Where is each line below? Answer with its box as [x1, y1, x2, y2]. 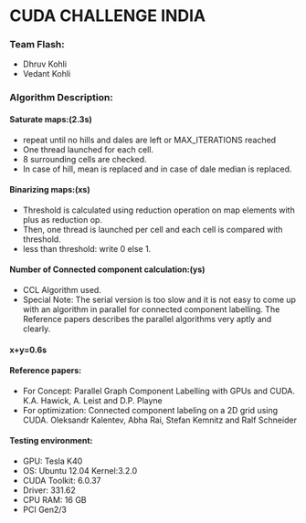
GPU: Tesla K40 [22, 455, 83, 466]
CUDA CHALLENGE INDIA [9, 5, 206, 26]
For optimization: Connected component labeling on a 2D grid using [22, 404, 279, 415]
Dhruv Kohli [22, 58, 67, 69]
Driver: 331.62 [22, 485, 76, 496]
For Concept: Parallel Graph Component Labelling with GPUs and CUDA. [22, 385, 295, 396]
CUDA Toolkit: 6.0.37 [22, 476, 102, 486]
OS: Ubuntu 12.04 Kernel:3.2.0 [22, 465, 138, 476]
